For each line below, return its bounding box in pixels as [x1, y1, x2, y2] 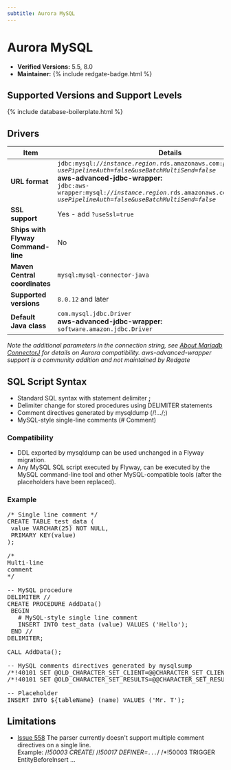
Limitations [7, 715, 56, 727]
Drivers [7, 128, 40, 139]
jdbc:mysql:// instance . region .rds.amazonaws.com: [57, 159, 223, 168]
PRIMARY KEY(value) [10, 531, 77, 539]
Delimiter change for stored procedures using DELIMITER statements [16, 401, 213, 409]
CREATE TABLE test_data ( [7, 517, 95, 525]
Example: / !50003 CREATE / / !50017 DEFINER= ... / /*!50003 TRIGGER [16, 748, 215, 756]
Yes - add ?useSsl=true [57, 210, 134, 219]
